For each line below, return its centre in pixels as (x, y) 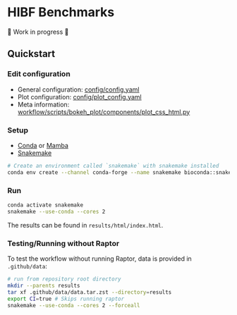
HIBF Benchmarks (61, 12)
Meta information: (43, 104)
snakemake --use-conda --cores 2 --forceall (74, 305)
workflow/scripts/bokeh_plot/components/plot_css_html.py (104, 112)
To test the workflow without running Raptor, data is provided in (99, 259)
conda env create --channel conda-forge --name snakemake (94, 172)
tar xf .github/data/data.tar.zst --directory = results (90, 292)
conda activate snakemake (45, 205)
